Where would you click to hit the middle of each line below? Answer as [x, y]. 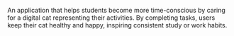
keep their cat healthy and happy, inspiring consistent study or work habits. [117, 25]
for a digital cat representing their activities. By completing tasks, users [111, 18]
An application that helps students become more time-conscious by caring [116, 10]
